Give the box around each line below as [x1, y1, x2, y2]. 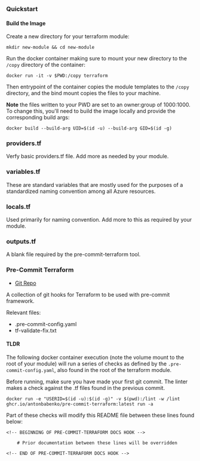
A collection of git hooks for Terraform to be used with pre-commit [6, 291, 170, 298]
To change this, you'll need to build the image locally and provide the [6, 107, 176, 115]
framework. [6, 297, 35, 305]
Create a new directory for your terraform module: [6, 33, 130, 40]
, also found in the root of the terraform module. [54, 366, 172, 373]
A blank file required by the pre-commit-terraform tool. [6, 251, 141, 258]
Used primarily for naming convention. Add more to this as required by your [6, 216, 192, 223]
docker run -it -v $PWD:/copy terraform [6, 73, 109, 79]
